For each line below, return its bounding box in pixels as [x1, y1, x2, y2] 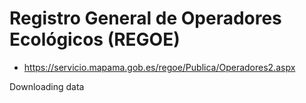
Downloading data [9, 80, 85, 92]
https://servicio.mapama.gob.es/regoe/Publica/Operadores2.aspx [23, 61, 296, 73]
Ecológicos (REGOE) [9, 28, 181, 51]
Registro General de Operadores [9, 7, 282, 30]
